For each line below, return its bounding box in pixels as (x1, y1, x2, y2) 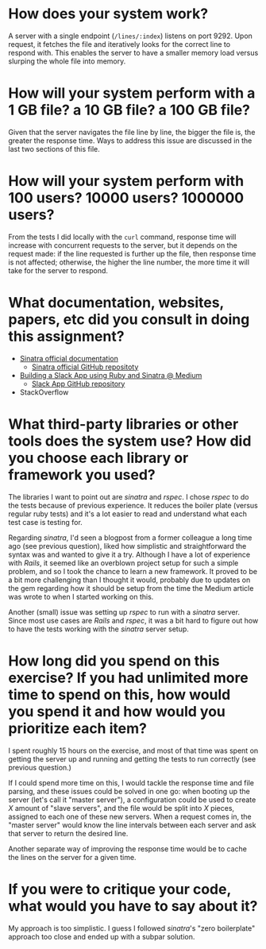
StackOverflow (19, 387, 69, 397)
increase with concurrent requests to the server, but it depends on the (8, 240, 238, 250)
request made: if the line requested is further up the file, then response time (8, 249, 256, 258)
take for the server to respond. (8, 265, 109, 275)
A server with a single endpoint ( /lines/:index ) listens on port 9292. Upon (8, 31, 253, 41)
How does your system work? (8, 5, 209, 23)
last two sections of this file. (8, 144, 101, 153)
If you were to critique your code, (8, 880, 232, 898)
